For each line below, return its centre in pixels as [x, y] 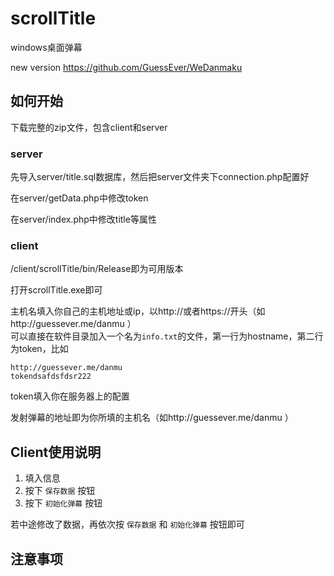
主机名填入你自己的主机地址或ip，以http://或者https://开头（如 [138, 311]
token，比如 [43, 349]
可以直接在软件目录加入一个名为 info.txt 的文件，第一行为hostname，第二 [162, 336]
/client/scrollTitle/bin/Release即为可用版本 [97, 269]
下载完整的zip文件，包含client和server [89, 127]
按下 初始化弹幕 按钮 [63, 503]
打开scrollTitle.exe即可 [56, 290]
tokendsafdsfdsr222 [51, 377]
